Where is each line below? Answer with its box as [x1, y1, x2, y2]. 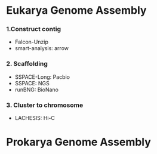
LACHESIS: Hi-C [14, 115, 56, 122]
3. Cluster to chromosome [6, 101, 84, 109]
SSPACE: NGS [14, 79, 50, 87]
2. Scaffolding [6, 60, 48, 68]
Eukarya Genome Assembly [6, 4, 147, 17]
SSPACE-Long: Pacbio [14, 73, 70, 81]
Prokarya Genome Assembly [6, 135, 151, 149]
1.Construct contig [6, 25, 61, 33]
